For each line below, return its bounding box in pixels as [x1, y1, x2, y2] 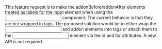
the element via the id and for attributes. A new [5, 33, 156, 38]
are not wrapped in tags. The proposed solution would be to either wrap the [5, 21, 157, 26]
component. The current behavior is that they [62, 15, 153, 20]
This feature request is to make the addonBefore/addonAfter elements [5, 4, 146, 10]
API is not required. [5, 39, 44, 44]
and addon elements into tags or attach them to [62, 26, 158, 32]
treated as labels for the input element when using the [5, 9, 113, 15]
